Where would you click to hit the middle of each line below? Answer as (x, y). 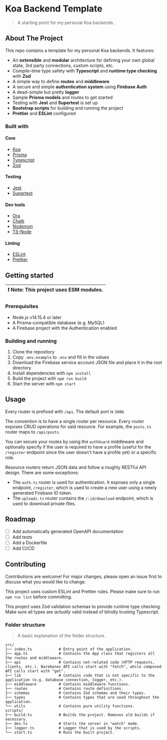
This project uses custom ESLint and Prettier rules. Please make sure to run (83, 591)
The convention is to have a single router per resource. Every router (75, 421)
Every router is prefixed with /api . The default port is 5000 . (65, 412)
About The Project (34, 38)
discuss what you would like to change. (46, 582)
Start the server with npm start (44, 384)
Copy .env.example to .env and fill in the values (61, 357)
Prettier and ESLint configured (44, 113)
